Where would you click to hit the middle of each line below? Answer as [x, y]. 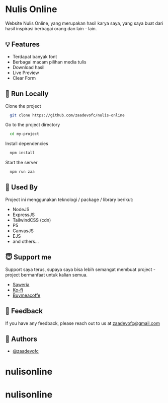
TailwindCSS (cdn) [32, 220]
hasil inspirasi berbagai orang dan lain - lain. [51, 28]
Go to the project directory [33, 125]
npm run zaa [22, 172]
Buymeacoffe [26, 295]
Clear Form [24, 78]
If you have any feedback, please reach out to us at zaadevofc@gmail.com [82, 323]
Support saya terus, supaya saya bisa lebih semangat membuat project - [80, 269]
